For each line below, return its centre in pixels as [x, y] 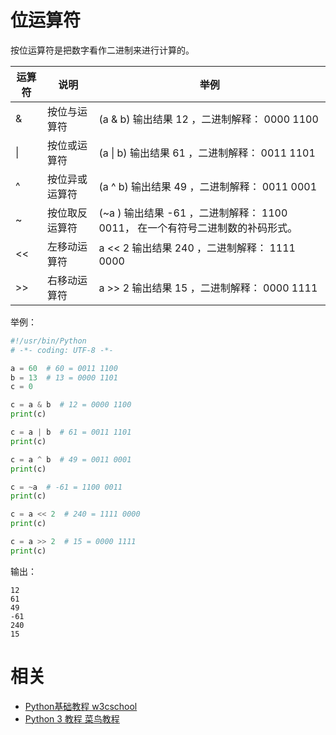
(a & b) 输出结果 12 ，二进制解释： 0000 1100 [208, 119]
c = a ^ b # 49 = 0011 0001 [71, 459]
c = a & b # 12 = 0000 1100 [71, 405]
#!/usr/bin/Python [48, 341]
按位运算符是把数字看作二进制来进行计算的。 [102, 50]
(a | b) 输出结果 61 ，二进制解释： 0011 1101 [207, 153]
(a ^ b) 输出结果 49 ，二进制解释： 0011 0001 [208, 186]
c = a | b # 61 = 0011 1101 [71, 432]
